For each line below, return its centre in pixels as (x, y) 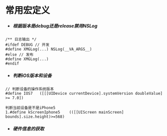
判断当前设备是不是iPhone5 (31, 108)
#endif (12, 64)
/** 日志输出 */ (21, 39)
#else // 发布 (20, 55)
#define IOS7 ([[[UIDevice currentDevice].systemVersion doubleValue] (84, 94)
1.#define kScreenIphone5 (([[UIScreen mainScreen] (65, 113)
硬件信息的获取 (28, 128)
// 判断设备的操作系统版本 (30, 89)
